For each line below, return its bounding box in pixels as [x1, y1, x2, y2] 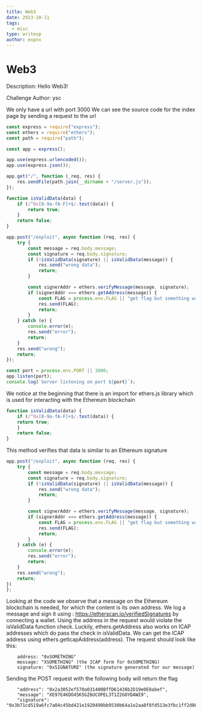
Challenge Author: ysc [6, 94, 61, 101]
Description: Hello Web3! [6, 82, 68, 90]
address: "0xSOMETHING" [17, 654, 77, 660]
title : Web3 [6, 8, 36, 15]
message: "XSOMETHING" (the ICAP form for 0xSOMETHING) [17, 659, 161, 665]
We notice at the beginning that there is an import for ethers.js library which [6, 389, 194, 397]
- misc [11, 25, 28, 32]
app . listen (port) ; [6, 374, 52, 380]
